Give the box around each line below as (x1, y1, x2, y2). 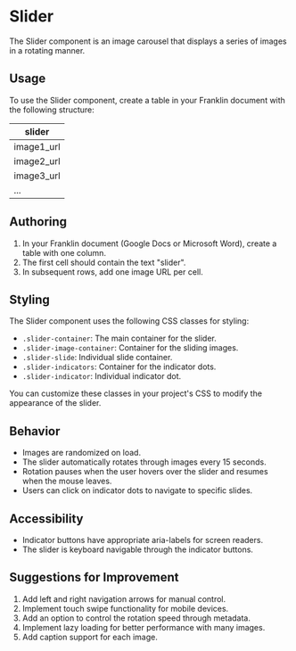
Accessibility (9, 511, 84, 526)
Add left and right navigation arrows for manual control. (21, 593, 226, 604)
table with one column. (21, 247, 107, 258)
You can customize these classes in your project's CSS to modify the (9, 388, 263, 399)
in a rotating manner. (9, 45, 86, 55)
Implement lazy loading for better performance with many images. (21, 622, 266, 632)
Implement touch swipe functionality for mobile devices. (21, 603, 229, 614)
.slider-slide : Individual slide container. (21, 352, 173, 363)
